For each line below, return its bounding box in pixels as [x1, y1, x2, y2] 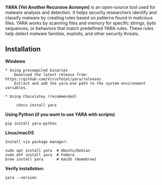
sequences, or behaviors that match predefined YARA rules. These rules [5, 25, 154, 31]
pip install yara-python [5, 121, 57, 126]
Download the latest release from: [14, 72, 88, 77]
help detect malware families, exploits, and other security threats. [5, 31, 140, 36]
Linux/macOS [5, 129, 34, 136]
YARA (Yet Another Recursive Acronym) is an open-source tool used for [5, 4, 156, 10]
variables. [5, 85, 28, 90]
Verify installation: [5, 165, 45, 171]
